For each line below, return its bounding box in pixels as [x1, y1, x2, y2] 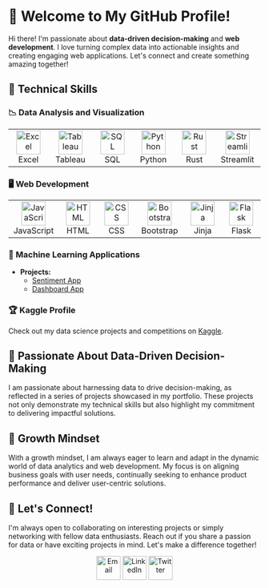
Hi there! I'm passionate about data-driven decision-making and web [8, 34, 240, 43]
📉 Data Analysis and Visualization [8, 107, 145, 119]
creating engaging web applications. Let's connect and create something [8, 50, 250, 60]
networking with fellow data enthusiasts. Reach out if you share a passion [8, 531, 251, 541]
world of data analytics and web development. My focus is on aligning [8, 461, 239, 471]
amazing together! [8, 59, 69, 69]
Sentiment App [31, 276, 82, 285]
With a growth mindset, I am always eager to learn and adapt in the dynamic [8, 453, 259, 463]
